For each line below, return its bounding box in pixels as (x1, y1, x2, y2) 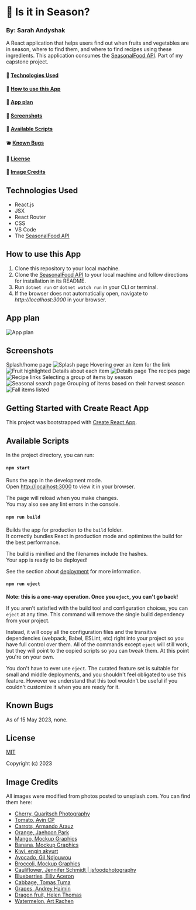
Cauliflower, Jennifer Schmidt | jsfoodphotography (14, 867, 136, 874)
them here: (6, 799, 32, 806)
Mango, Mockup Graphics (14, 835, 78, 842)
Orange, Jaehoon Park (14, 829, 69, 836)
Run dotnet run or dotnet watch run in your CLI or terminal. (14, 283, 158, 290)
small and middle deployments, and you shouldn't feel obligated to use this (6, 671, 187, 678)
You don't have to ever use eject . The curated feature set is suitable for (6, 664, 179, 671)
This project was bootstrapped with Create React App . (6, 419, 137, 426)
